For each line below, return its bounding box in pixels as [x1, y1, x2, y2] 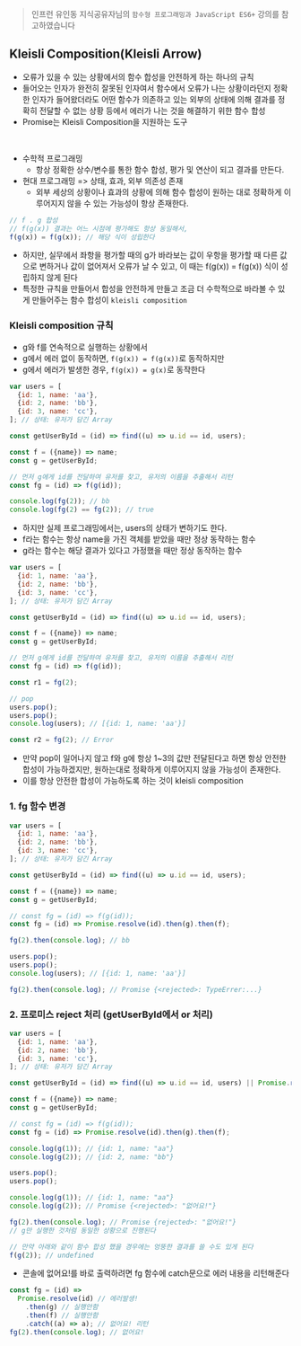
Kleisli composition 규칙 [9, 319, 114, 332]
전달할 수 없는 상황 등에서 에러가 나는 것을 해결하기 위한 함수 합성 [39, 105, 266, 116]
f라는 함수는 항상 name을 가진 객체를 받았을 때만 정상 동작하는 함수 [21, 534, 256, 545]
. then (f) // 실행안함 [25, 1311, 99, 1320]
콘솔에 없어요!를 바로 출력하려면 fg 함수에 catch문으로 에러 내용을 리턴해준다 [21, 1268, 289, 1279]
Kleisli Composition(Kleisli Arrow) [9, 47, 202, 62]
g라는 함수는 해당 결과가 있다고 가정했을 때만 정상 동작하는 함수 [21, 545, 243, 556]
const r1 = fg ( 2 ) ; [9, 677, 78, 686]
